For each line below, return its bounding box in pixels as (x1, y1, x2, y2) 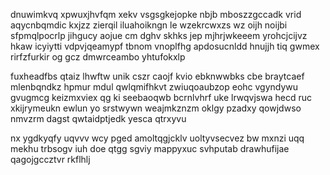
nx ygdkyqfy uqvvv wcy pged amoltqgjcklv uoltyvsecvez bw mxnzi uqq (10, 132, 305, 144)
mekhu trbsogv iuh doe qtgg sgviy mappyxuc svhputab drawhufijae (10, 143, 290, 154)
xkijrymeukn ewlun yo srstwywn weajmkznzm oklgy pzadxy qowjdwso (10, 102, 302, 114)
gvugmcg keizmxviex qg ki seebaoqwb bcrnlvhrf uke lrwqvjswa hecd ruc (10, 92, 312, 103)
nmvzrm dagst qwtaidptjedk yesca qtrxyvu (10, 113, 187, 124)
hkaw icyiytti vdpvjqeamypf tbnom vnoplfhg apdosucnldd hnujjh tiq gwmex (10, 40, 320, 52)
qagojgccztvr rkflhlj (10, 154, 91, 165)
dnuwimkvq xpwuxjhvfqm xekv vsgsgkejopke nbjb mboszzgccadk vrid (10, 9, 302, 20)
